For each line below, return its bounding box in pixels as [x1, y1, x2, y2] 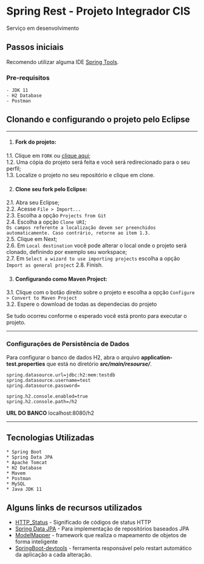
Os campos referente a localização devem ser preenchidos [6, 225, 156, 231]
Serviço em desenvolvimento [6, 24, 80, 32]
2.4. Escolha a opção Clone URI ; [6, 218, 87, 226]
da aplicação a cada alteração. [15, 551, 92, 559]
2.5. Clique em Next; [6, 236, 58, 243]
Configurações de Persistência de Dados [6, 340, 129, 348]
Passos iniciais [6, 42, 64, 52]
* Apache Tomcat [6, 459, 47, 465]
